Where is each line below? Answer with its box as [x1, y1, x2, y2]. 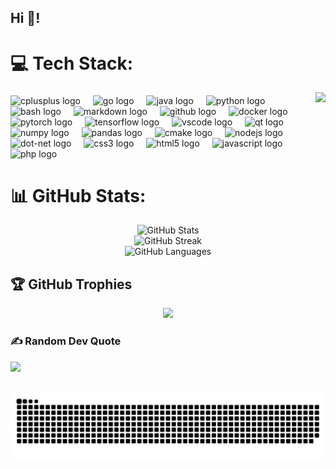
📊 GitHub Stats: [10, 184, 147, 207]
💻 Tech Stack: [10, 52, 134, 75]
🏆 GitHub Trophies [10, 276, 133, 293]
